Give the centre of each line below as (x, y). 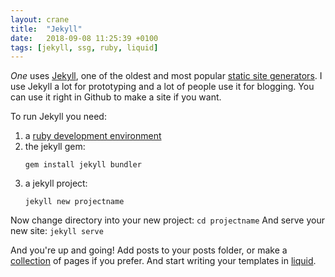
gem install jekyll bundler (83, 165)
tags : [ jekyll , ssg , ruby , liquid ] (84, 47)
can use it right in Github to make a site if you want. (116, 97)
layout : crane (40, 19)
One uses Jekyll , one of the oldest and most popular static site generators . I (166, 76)
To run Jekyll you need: (58, 117)
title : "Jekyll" (46, 29)
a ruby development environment (93, 136)
